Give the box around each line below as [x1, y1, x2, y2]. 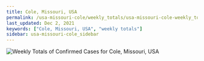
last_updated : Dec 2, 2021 [6, 20, 75, 26]
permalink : [6, 14, 34, 21]
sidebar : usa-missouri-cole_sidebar [6, 31, 99, 37]
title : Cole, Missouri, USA [6, 8, 78, 15]
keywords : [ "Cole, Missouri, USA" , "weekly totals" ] [6, 25, 143, 32]
